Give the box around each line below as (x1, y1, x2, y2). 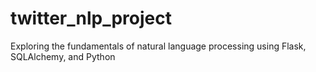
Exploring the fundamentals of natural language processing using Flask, (10, 40, 307, 52)
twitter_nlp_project (10, 7, 172, 30)
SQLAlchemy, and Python (10, 50, 116, 62)
